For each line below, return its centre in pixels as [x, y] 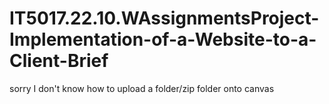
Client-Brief [59, 61]
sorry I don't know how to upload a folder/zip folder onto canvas [142, 88]
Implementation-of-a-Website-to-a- [163, 39]
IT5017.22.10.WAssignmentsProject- [164, 18]
